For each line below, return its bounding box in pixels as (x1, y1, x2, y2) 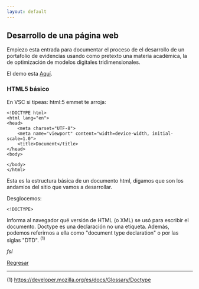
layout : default (6, 8, 47, 15)
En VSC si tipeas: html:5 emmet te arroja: (6, 98, 106, 105)
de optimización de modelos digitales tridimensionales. (6, 59, 141, 66)
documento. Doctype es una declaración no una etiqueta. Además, (6, 223, 170, 230)
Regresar (6, 259, 29, 267)
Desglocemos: (6, 194, 42, 202)
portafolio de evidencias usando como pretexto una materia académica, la (6, 53, 188, 60)
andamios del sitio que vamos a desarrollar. (6, 183, 113, 190)
